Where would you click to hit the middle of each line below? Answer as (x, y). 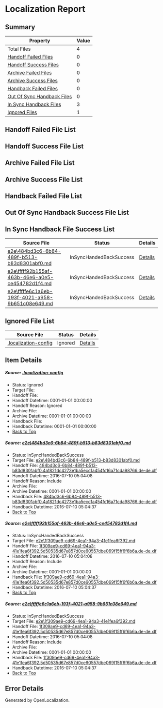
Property (40, 41)
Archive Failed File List (40, 163)
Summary (20, 27)
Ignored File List (30, 321)
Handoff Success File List (44, 146)
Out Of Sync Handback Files (40, 96)
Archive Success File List (44, 179)
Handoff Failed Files (30, 57)
